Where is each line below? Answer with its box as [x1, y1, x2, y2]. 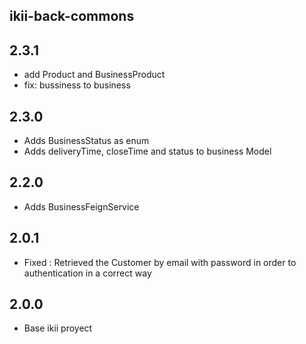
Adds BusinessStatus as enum [23, 135, 150, 147]
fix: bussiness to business [23, 79, 131, 91]
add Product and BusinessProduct [23, 69, 166, 81]
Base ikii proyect [23, 322, 93, 334]
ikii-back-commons [9, 8, 135, 25]
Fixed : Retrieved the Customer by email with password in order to [23, 256, 297, 268]
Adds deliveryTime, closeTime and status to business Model [23, 145, 272, 158]
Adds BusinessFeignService [23, 200, 140, 213]
